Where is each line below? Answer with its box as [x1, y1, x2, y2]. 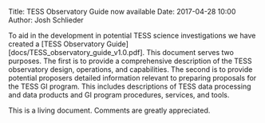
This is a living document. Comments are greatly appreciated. [8, 105, 211, 115]
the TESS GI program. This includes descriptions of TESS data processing [8, 81, 251, 91]
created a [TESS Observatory [8, 39, 105, 49]
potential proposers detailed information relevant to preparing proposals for [8, 73, 257, 82]
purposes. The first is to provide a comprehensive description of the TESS [8, 56, 252, 65]
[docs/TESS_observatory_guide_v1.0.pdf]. [8, 48, 145, 57]
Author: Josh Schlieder [8, 15, 84, 25]
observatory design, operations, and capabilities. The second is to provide [8, 65, 253, 74]
